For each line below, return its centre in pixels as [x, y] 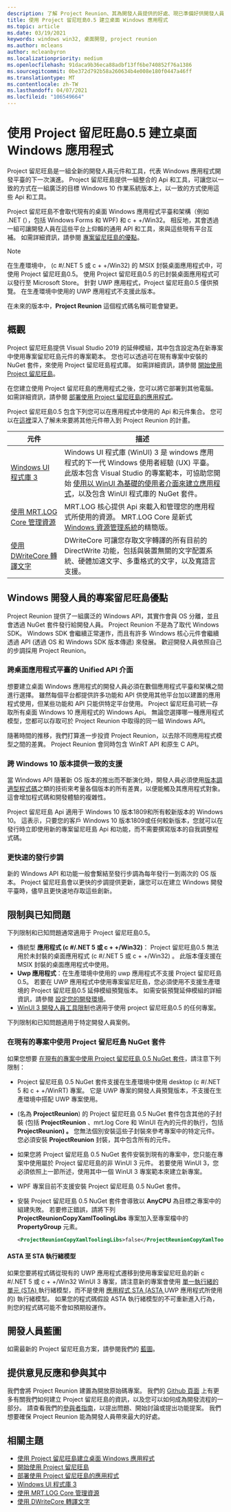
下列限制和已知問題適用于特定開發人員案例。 [70, 1023]
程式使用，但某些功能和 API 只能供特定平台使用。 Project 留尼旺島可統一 [110, 703]
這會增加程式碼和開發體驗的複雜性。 [58, 797]
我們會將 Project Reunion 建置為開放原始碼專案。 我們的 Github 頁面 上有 [110, 1391]
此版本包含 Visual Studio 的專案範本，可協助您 [139, 473]
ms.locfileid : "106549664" [46, 97]
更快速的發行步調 [35, 858]
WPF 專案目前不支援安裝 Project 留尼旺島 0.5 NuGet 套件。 [100, 1186]
